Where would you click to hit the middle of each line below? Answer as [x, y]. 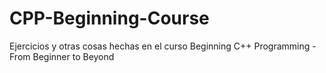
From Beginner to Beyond [62, 56]
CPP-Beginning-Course [109, 18]
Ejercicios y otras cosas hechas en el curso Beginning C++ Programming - [163, 46]
